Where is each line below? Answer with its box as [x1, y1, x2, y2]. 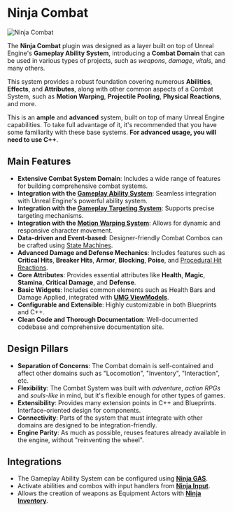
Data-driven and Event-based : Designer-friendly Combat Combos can [17, 233, 223, 242]
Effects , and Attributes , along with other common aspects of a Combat [7, 85, 213, 93]
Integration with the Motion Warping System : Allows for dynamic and [17, 219, 220, 227]
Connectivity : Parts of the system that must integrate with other [17, 414, 203, 422]
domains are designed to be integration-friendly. [17, 420, 157, 429]
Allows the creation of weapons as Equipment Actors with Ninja [17, 489, 202, 497]
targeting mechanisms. [17, 211, 84, 219]
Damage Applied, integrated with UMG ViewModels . [17, 293, 169, 301]
